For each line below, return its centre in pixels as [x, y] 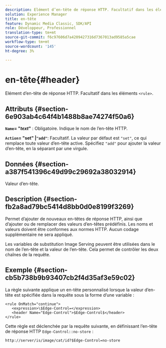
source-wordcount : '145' [31, 46]
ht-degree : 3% [20, 51]
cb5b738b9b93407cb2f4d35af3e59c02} [70, 278]
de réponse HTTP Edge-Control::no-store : [49, 331]
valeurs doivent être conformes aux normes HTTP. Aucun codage [72, 229]
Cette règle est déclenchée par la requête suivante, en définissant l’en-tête [81, 326]
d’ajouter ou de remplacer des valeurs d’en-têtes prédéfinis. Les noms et [79, 224]
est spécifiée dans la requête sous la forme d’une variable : [74, 295]
